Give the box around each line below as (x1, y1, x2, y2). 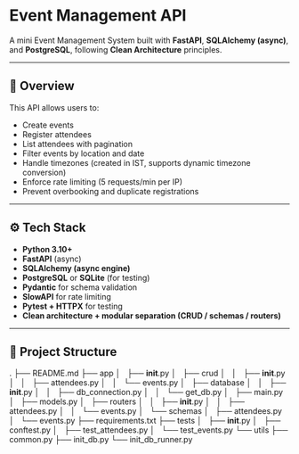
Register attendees (21, 128, 92, 139)
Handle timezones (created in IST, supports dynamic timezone (21, 157, 251, 168)
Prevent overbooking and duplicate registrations (21, 186, 199, 196)
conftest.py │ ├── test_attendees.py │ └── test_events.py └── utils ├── (9, 425, 288, 435)
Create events (21, 120, 74, 130)
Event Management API (9, 5, 187, 26)
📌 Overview (9, 78, 75, 94)
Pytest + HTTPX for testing (21, 301, 123, 311)
